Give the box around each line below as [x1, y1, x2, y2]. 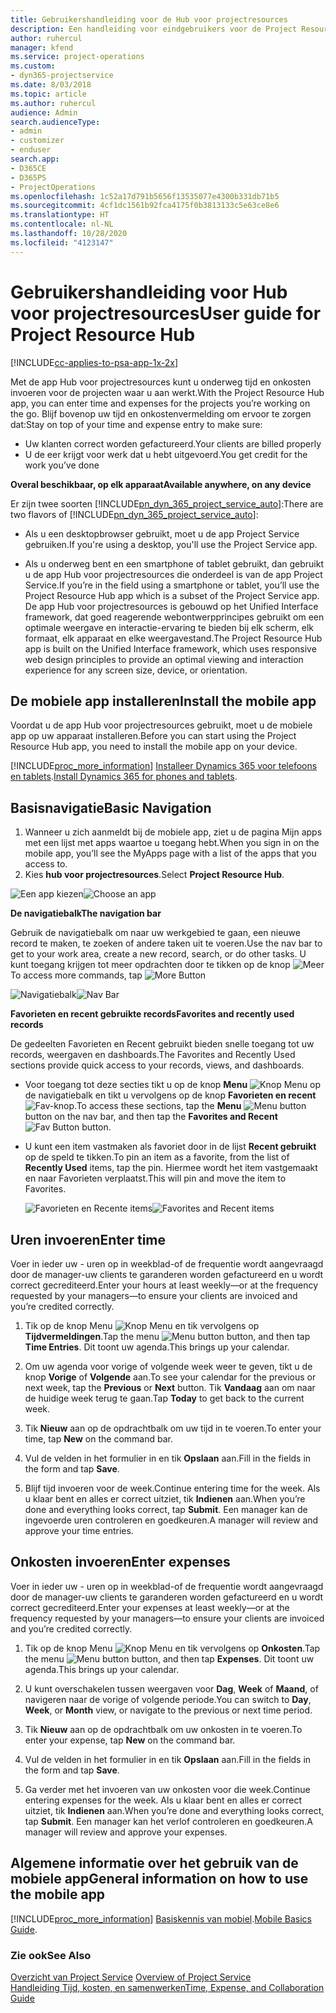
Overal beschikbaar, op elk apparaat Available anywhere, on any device [10, 478, 312, 490]
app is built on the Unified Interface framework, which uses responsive [24, 642, 317, 655]
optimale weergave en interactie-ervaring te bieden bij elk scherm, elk [24, 621, 314, 633]
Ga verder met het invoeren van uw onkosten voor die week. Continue [24, 1783, 311, 1795]
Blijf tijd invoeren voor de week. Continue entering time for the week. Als [24, 1482, 321, 1494]
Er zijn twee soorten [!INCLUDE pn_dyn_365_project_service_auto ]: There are [10, 497, 324, 510]
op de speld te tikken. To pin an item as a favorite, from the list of [24, 1151, 290, 1163]
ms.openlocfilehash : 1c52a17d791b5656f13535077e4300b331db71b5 [10, 191, 280, 201]
